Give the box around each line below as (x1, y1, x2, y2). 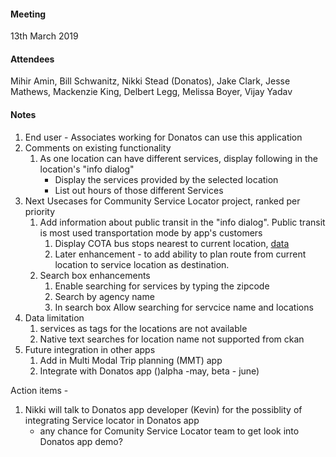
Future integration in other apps (24, 343, 156, 355)
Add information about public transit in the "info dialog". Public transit (39, 216, 326, 228)
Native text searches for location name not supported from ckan (39, 333, 305, 345)
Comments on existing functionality (24, 141, 172, 154)
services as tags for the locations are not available (39, 322, 248, 334)
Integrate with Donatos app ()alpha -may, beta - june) (39, 365, 260, 377)
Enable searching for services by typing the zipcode (54, 280, 270, 292)
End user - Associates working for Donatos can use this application (24, 131, 303, 143)
